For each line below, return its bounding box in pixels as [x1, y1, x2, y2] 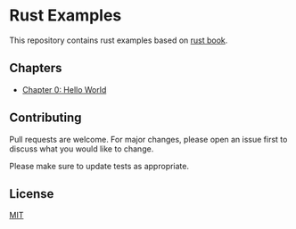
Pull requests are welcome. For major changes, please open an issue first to [9, 134, 288, 144]
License [9, 186, 54, 201]
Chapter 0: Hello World [21, 84, 107, 94]
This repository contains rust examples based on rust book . [9, 35, 228, 45]
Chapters [9, 61, 62, 76]
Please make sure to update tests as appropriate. [9, 160, 190, 171]
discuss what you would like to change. [9, 143, 154, 154]
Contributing [9, 110, 82, 126]
